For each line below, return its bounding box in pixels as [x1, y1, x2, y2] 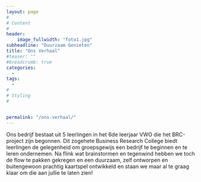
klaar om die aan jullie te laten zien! [6, 169, 93, 176]
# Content [6, 20, 31, 26]
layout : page [6, 8, 39, 15]
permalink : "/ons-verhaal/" [6, 114, 77, 120]
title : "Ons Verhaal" [6, 48, 61, 54]
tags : [6, 76, 20, 82]
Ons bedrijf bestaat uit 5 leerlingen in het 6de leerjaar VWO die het [6, 130, 171, 138]
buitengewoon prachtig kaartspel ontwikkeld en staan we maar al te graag [6, 163, 190, 170]
